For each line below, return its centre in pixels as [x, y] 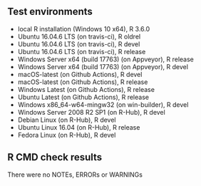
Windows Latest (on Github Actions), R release [86, 89]
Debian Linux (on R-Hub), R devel [67, 120]
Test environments [50, 12]
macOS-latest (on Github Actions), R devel [80, 74]
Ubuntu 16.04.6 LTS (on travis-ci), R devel [79, 44]
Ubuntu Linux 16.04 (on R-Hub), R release [79, 127]
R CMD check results [55, 157]
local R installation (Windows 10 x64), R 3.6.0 [84, 29]
